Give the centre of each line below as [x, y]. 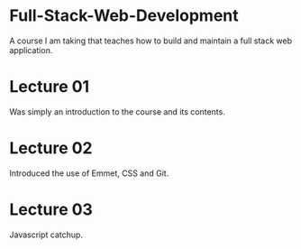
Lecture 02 [51, 148]
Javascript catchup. [46, 235]
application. [31, 50]
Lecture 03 [51, 209]
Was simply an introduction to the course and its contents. [117, 111]
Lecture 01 [50, 87]
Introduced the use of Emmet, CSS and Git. [89, 173]
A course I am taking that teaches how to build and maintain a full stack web [151, 41]
